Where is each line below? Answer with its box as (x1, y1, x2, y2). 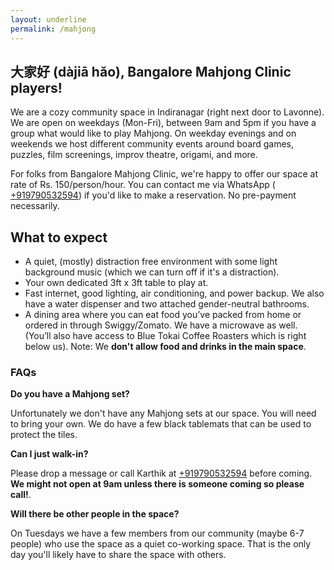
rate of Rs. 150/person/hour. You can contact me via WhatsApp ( (10, 179, 276, 191)
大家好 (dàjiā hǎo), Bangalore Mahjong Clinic (10, 63, 292, 80)
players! (10, 79, 63, 96)
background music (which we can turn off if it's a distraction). (24, 266, 280, 278)
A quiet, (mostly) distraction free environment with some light (24, 256, 278, 268)
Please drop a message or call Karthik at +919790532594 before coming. (10, 467, 313, 480)
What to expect (10, 229, 108, 246)
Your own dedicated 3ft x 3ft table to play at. (24, 277, 209, 289)
